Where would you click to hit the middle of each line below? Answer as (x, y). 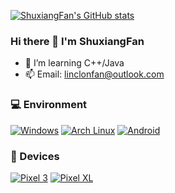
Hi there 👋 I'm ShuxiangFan (77, 41)
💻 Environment (49, 105)
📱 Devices (35, 156)
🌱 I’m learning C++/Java (74, 63)
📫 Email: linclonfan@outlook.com (94, 74)
